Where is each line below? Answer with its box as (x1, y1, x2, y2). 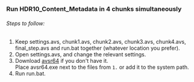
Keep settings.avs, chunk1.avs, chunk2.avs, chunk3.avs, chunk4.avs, (14, 38, 187, 45)
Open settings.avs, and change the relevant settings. (14, 51, 146, 58)
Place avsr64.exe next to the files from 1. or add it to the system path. (14, 63, 189, 71)
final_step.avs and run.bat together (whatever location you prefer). (14, 44, 180, 52)
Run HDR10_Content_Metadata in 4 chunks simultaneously (6, 5, 182, 13)
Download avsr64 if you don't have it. (14, 57, 108, 65)
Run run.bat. (14, 70, 46, 77)
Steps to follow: (6, 20, 45, 27)
